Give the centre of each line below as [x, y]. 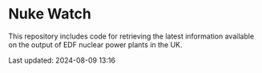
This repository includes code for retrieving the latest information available [131, 36]
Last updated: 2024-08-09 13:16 [62, 60]
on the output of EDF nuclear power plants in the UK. [95, 44]
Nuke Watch [50, 14]
